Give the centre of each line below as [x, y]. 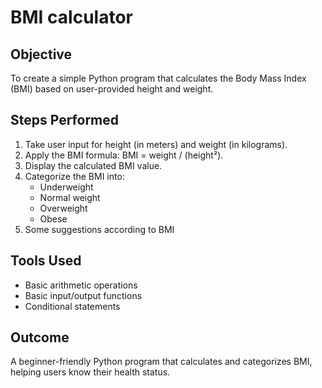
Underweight [66, 187]
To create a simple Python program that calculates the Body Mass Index [158, 78]
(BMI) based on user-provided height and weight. [112, 89]
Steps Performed [65, 120]
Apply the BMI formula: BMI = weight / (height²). [124, 155]
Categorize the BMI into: [74, 176]
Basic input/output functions [83, 295]
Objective [41, 54]
